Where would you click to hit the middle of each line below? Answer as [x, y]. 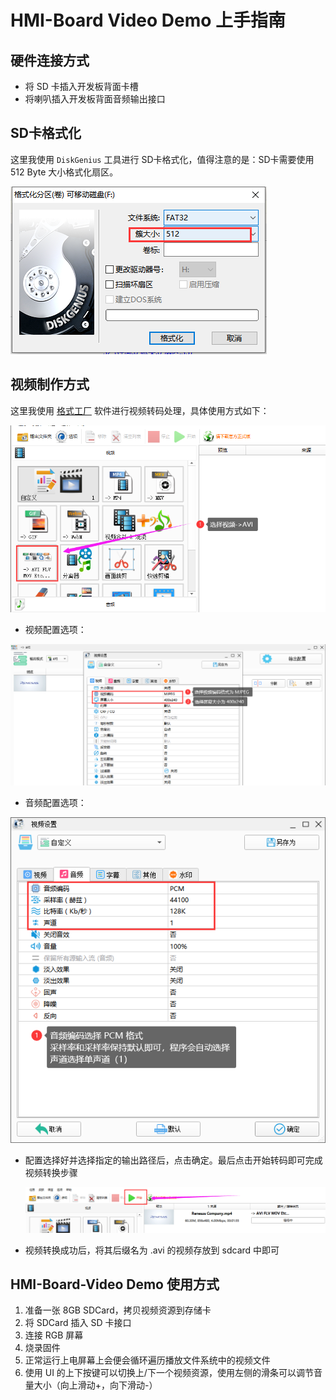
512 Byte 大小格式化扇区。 [64, 172]
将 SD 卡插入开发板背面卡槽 [81, 86]
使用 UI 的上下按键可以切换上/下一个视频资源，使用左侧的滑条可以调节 [169, 1373]
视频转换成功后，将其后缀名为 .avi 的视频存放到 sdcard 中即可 [152, 1250]
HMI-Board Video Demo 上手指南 [148, 20]
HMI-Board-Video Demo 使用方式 [115, 1284]
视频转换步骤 [51, 1172]
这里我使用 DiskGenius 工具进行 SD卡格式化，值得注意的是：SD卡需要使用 [162, 159]
